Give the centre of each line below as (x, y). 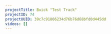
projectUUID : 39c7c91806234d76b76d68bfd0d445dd (56, 19)
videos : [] (16, 24)
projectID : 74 (20, 14)
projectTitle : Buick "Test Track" (41, 10)
